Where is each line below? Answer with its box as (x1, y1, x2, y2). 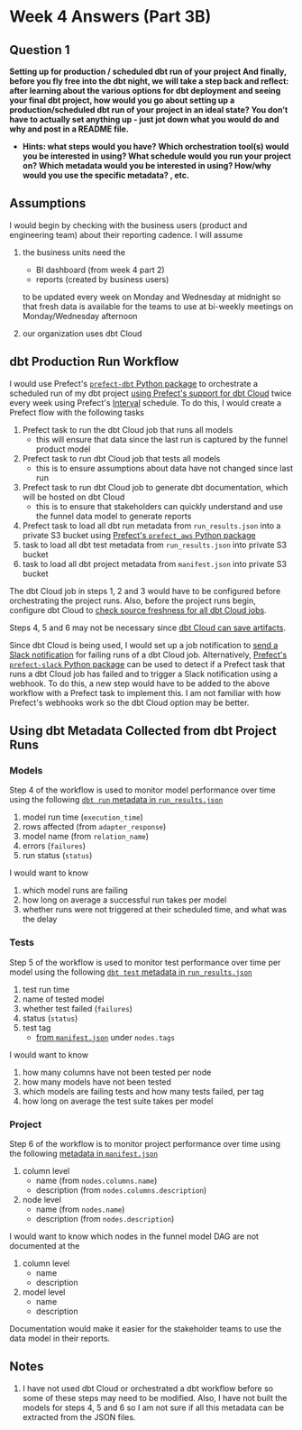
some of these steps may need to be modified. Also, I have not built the (22, 1392, 288, 1403)
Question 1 (9, 42, 70, 58)
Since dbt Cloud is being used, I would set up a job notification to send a (9, 639, 279, 650)
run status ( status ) (22, 850, 93, 861)
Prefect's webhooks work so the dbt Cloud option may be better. (9, 697, 250, 708)
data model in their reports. (9, 1333, 111, 1343)
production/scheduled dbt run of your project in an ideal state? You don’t (9, 105, 288, 115)
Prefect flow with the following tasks (9, 407, 145, 417)
